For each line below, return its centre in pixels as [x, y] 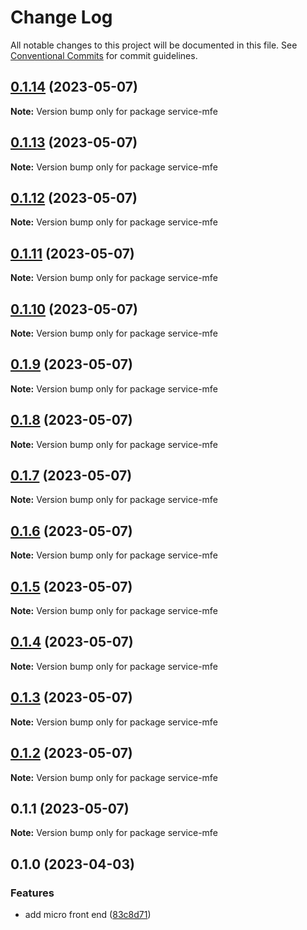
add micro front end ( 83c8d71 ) [88, 914]
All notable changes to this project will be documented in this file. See [154, 45]
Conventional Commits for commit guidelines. [104, 55]
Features [32, 893]
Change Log [61, 17]
